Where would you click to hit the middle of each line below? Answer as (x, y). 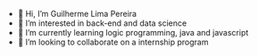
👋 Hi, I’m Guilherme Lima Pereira (77, 14)
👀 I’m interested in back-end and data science (102, 23)
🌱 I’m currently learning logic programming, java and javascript (133, 32)
